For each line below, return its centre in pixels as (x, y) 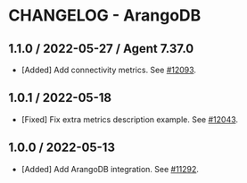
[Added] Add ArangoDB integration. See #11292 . (110, 169)
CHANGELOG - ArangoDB (105, 16)
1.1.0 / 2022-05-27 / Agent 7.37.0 (101, 49)
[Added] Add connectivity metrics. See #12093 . (109, 70)
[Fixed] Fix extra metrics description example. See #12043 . (129, 119)
